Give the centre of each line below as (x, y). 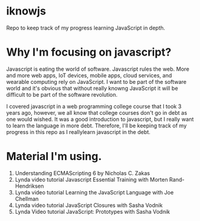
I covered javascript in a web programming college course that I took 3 (94, 106)
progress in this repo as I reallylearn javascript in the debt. (78, 132)
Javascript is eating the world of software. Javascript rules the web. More (98, 69)
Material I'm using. (54, 157)
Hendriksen (29, 186)
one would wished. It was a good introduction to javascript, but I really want (100, 119)
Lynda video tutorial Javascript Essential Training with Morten (91, 179)
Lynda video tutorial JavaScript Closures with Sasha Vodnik (89, 205)
